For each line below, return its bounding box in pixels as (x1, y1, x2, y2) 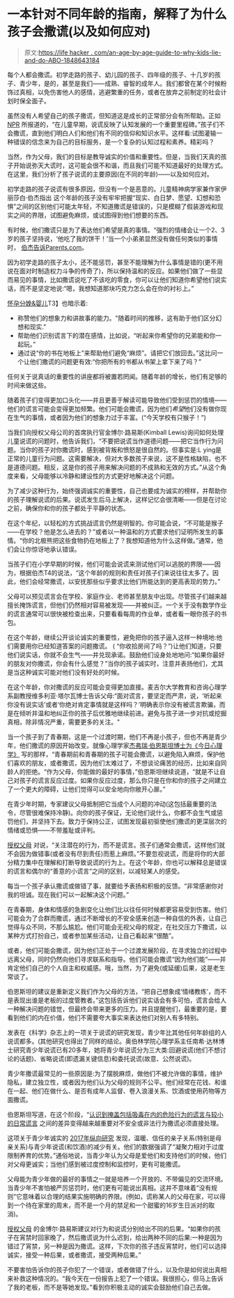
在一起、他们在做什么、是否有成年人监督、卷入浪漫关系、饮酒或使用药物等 (7, 1087, 221, 1095)
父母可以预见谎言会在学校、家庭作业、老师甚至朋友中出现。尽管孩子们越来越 (7, 592, 227, 600)
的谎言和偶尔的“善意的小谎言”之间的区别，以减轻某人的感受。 (7, 867, 184, 875)
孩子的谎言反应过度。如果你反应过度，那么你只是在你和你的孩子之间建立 (19, 776, 227, 784)
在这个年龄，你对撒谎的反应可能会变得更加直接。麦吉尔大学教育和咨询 (7, 682, 209, 691)
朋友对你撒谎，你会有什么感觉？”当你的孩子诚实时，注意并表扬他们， (13, 659, 212, 667)
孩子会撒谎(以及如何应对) (7, 24, 151, 40)
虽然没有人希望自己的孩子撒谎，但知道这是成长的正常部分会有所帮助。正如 (7, 111, 221, 119)
